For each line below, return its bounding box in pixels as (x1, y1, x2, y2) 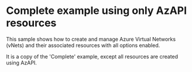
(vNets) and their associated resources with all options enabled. (6, 42, 160, 49)
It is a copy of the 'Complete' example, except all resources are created (6, 53, 179, 60)
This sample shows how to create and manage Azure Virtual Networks (6, 35, 176, 42)
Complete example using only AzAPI (6, 4, 187, 17)
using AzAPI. (6, 59, 37, 66)
